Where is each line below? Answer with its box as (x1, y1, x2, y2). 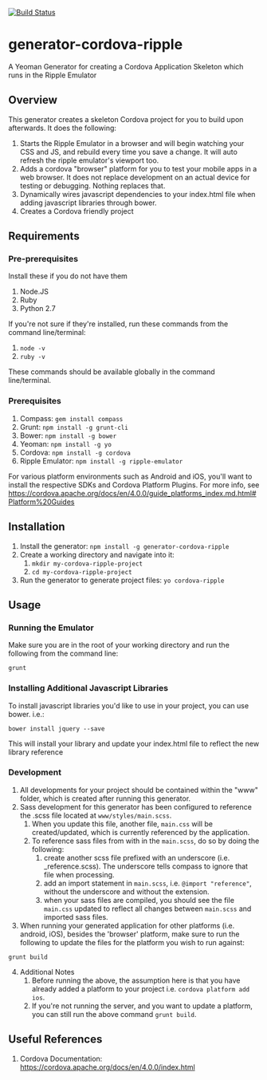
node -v (19, 345, 45, 353)
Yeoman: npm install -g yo (19, 439, 112, 448)
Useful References (8, 1033, 103, 1046)
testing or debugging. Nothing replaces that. (19, 180, 166, 191)
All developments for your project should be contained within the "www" (19, 785, 259, 794)
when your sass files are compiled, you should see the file (43, 895, 235, 905)
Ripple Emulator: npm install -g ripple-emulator (19, 455, 183, 466)
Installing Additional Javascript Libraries (8, 683, 169, 694)
